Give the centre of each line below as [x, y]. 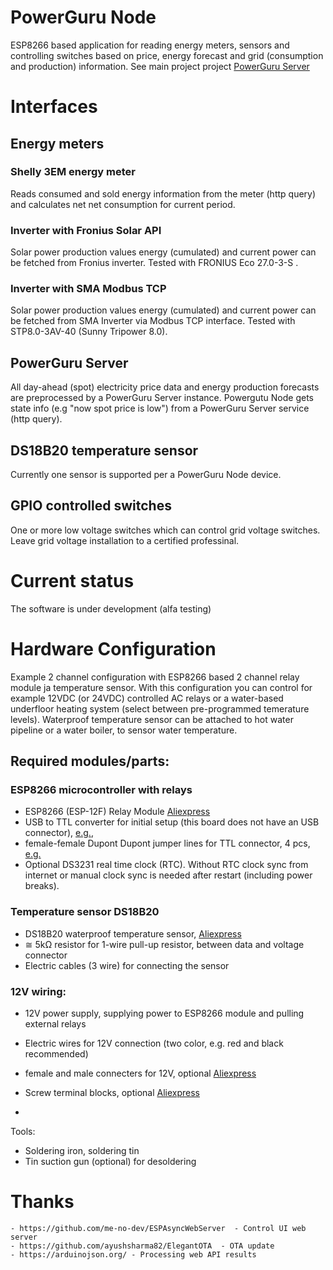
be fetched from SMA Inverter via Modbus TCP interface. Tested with [153, 321]
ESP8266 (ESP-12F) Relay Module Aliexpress [117, 812]
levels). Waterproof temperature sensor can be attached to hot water [152, 719]
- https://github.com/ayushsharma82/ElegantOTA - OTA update [142, 1246]
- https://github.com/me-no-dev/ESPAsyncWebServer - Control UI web [158, 1228]
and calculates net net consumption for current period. [123, 204]
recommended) [56, 1054]
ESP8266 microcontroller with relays [101, 790]
